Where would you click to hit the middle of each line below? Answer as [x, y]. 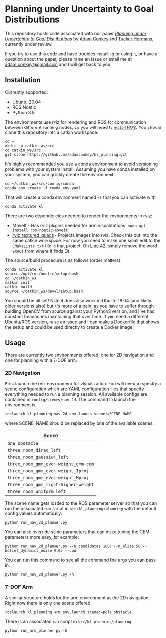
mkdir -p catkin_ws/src [30, 146]
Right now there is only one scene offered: [48, 603]
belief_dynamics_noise [28, 551]
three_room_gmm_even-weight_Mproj [48, 477]
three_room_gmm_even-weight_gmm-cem [51, 464]
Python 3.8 [23, 112]
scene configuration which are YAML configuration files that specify [75, 389]
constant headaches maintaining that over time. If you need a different [77, 316]
